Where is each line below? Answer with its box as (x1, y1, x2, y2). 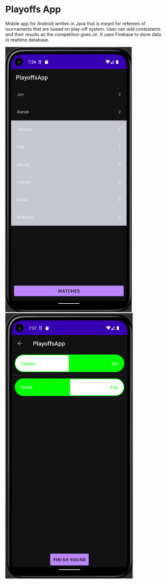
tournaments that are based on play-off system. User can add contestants (5, 26, 161, 32)
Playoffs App (5, 4, 61, 15)
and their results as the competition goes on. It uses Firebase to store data (5, 31, 161, 37)
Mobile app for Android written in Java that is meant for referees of (5, 20, 146, 27)
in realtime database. (5, 37, 49, 43)
